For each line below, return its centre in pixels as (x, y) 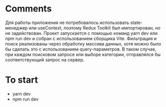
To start (22, 80)
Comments (28, 9)
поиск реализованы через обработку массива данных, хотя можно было (83, 43)
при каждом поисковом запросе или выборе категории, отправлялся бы (83, 54)
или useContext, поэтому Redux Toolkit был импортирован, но (94, 27)
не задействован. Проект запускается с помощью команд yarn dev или (82, 33)
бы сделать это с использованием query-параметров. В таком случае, (81, 49)
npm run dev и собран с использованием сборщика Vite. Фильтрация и (81, 38)
